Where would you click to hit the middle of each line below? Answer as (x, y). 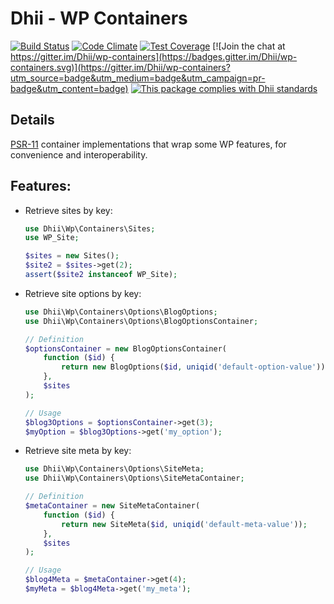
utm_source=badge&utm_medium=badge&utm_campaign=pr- (138, 78)
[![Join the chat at (249, 46)
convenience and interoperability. (79, 154)
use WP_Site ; (52, 238)
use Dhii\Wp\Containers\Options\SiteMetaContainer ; (134, 478)
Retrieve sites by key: (68, 210)
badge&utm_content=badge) (69, 88)
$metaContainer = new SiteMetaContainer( (112, 506)
